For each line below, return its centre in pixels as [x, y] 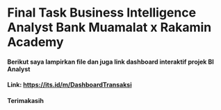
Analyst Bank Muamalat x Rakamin [109, 27]
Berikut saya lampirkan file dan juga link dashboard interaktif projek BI [110, 62]
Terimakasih [25, 100]
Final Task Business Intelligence [102, 13]
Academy [35, 42]
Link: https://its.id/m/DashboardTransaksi [69, 85]
